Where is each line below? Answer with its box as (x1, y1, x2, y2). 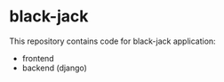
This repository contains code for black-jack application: (9, 36, 216, 46)
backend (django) (21, 62, 87, 73)
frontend (21, 53, 55, 63)
